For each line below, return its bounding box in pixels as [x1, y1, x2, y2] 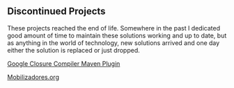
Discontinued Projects [7, 6, 106, 17]
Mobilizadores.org [7, 73, 59, 81]
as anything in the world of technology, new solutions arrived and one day [7, 38, 220, 47]
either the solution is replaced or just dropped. [7, 46, 141, 54]
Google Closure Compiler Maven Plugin [7, 59, 120, 68]
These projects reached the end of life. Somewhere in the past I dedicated [7, 24, 221, 32]
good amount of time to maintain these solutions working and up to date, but [7, 31, 227, 39]
